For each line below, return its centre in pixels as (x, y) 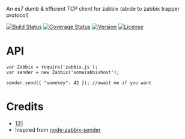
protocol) (17, 15)
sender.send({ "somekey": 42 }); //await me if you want (79, 83)
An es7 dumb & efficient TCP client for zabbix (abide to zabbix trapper (93, 9)
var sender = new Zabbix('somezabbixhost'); (63, 72)
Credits (25, 107)
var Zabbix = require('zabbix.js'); (52, 67)
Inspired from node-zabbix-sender (58, 129)
